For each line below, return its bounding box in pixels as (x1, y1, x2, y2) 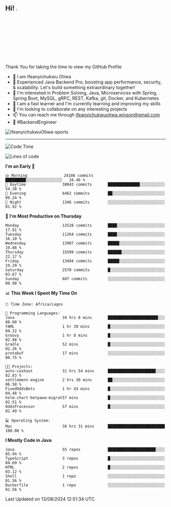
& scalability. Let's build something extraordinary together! (12, 84, 135, 91)
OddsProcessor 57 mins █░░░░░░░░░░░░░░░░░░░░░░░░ (5, 404, 165, 409)
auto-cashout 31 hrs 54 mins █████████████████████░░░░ (5, 368, 165, 373)
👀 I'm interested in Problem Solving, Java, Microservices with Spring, (12, 90, 158, 96)
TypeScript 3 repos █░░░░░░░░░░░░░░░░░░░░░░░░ (5, 456, 165, 461)
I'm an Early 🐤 (5, 163, 35, 169)
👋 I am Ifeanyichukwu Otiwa (12, 73, 71, 79)
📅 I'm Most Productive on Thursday (5, 213, 82, 219)
